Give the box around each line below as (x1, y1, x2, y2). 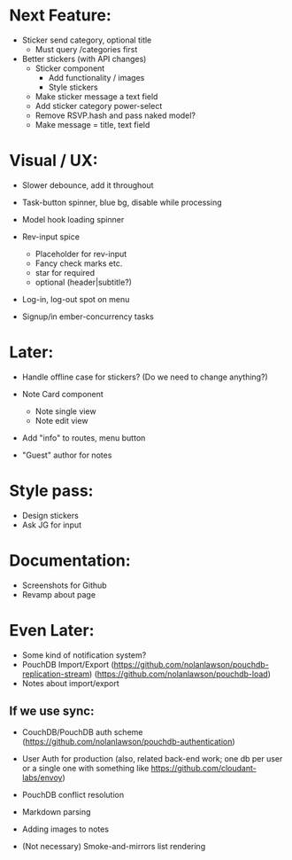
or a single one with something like (21, 763, 150, 774)
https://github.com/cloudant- (150, 763, 257, 774)
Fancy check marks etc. (35, 258, 123, 269)
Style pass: (9, 481, 94, 501)
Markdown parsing (21, 807, 91, 817)
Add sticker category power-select (35, 100, 163, 111)
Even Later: (9, 620, 95, 640)
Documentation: (9, 551, 131, 570)
